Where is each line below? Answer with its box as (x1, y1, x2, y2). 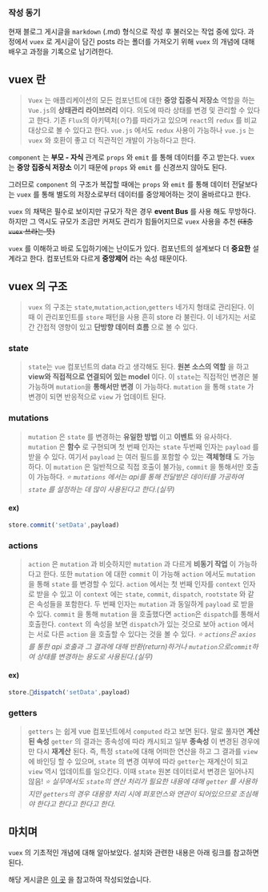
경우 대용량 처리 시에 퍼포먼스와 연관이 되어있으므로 (76, 789, 238, 799)
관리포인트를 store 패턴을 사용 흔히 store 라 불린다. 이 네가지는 (45, 312, 242, 321)
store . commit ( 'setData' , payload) (8, 521, 120, 529)
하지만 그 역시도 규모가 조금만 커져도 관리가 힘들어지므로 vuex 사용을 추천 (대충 (8, 216, 254, 226)
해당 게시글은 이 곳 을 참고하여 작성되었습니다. (8, 875, 152, 885)
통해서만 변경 (93, 382, 134, 392)
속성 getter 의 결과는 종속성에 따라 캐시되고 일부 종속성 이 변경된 (35, 737, 239, 746)
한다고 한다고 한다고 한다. (36, 799, 116, 809)
